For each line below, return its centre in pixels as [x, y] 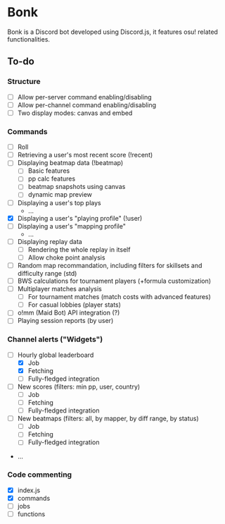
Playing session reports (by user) [65, 321]
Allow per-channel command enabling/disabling [87, 105]
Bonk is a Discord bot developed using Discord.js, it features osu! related [112, 32]
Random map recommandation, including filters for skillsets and [110, 265]
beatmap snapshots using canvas [77, 187]
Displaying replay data [50, 241]
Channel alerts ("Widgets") [55, 339]
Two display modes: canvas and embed [75, 113]
